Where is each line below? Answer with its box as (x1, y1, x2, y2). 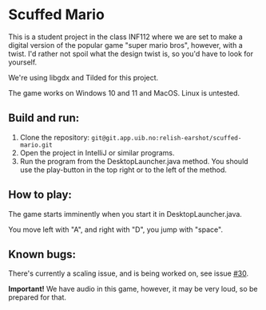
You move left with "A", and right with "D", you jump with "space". (8, 225, 224, 234)
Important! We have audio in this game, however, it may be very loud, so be (8, 284, 258, 294)
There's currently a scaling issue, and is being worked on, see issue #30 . (8, 269, 249, 278)
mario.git (19, 141, 54, 149)
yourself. (8, 57, 38, 67)
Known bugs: (8, 247, 77, 261)
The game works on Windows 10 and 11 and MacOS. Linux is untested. (8, 88, 240, 97)
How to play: (8, 188, 72, 202)
